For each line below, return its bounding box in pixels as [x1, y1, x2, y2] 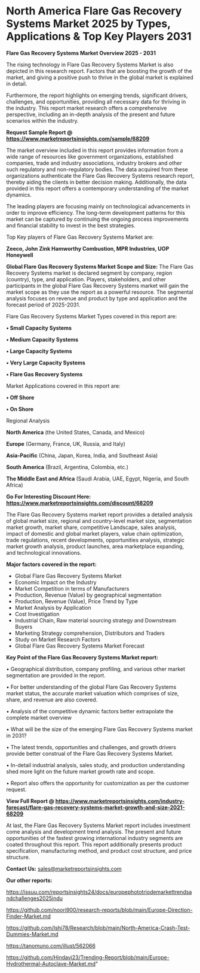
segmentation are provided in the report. [6, 671, 106, 679]
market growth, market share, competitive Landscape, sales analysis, [6, 524, 177, 531]
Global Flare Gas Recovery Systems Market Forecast [14, 642, 145, 649]
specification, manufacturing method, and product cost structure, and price [6, 847, 192, 854]
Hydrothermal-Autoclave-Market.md [6, 960, 96, 967]
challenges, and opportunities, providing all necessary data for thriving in [6, 98, 186, 105]
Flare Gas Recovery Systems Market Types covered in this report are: [6, 312, 177, 320]
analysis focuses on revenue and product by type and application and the [6, 294, 187, 302]
